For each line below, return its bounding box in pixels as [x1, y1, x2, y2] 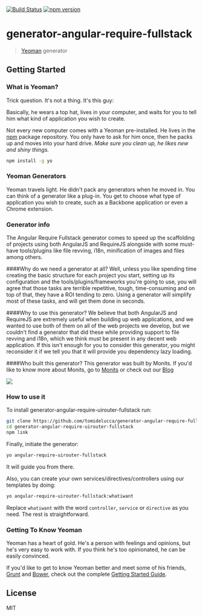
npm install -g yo [6, 158, 53, 164]
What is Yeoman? [6, 83, 59, 91]
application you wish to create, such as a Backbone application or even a [6, 198, 188, 206]
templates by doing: [6, 481, 56, 489]
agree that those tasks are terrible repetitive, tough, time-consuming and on [6, 285, 195, 292]
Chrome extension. [6, 205, 54, 212]
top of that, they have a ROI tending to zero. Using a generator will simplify [6, 291, 192, 299]
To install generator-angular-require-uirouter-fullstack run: [6, 407, 152, 414]
